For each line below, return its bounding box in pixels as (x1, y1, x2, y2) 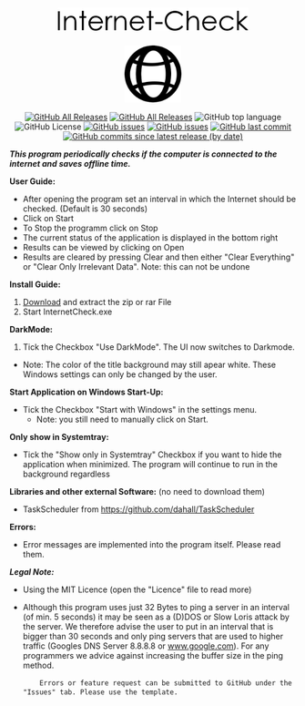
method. (22, 660, 55, 670)
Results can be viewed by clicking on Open (22, 241, 185, 252)
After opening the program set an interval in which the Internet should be (22, 193, 297, 204)
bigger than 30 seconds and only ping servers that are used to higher (22, 630, 284, 641)
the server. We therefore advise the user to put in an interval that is (22, 620, 274, 631)
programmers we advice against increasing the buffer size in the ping (22, 650, 284, 660)
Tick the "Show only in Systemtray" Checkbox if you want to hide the (22, 449, 282, 460)
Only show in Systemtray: (9, 431, 109, 442)
